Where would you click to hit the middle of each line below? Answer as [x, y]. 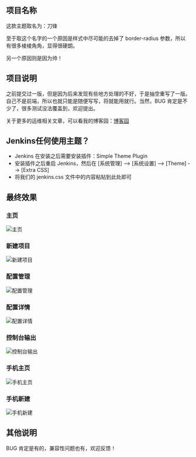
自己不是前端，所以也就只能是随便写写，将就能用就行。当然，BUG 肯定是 [94, 101]
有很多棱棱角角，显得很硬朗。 [42, 45]
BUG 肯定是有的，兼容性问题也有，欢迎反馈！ [61, 448]
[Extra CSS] [35, 170]
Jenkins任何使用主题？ [48, 141]
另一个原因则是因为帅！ [34, 58]
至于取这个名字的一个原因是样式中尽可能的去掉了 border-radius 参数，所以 [96, 38]
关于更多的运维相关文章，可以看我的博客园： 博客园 [68, 121]
